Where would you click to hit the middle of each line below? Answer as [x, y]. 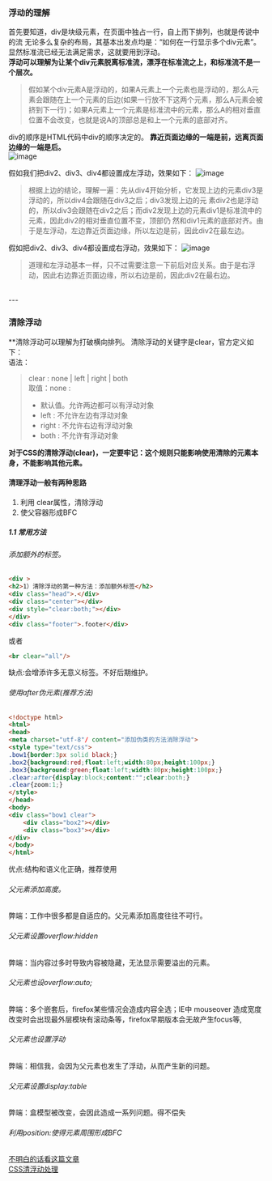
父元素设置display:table [48, 1085]
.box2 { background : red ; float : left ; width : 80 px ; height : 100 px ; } [112, 763]
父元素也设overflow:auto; [51, 983]
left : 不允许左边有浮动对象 [84, 415]
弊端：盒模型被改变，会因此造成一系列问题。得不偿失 [97, 1113]
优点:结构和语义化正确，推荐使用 [63, 869]
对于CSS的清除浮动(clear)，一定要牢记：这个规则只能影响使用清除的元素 [130, 452]
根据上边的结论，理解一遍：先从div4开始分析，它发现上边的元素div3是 [146, 190]
